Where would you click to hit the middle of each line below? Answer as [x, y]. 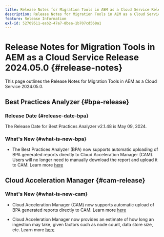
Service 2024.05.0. [24, 87]
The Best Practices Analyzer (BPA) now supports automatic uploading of [85, 149]
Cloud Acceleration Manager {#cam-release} [75, 180]
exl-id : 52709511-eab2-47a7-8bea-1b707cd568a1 [53, 23]
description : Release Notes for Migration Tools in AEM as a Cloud [75, 14]
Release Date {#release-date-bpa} [47, 116]
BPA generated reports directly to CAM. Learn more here [69, 210]
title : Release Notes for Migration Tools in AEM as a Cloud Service [77, 9]
